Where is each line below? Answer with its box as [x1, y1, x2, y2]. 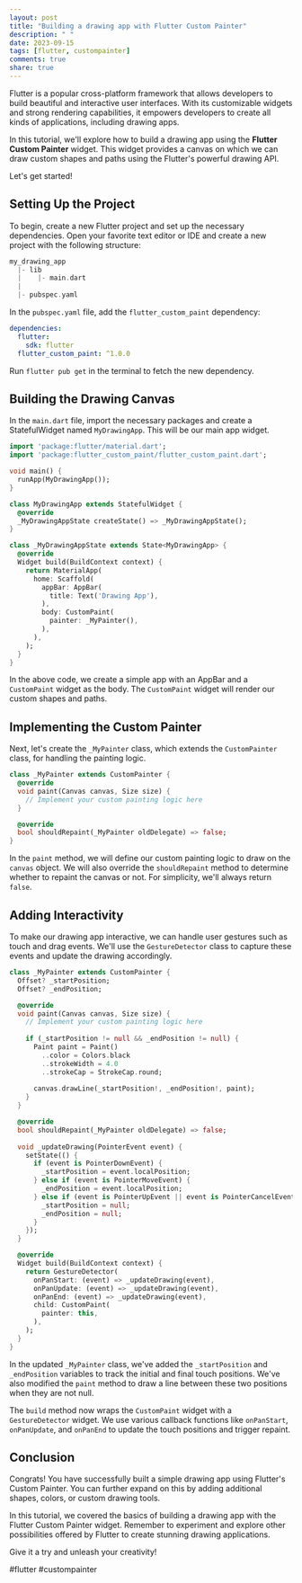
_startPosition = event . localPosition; [41, 1168, 191, 1177]
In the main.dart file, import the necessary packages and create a [9, 415, 253, 426]
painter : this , [41, 1309, 99, 1318]
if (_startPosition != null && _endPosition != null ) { [25, 1035, 240, 1044]
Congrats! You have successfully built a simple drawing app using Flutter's [9, 1473, 286, 1484]
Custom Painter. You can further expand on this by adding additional [9, 1483, 262, 1494]
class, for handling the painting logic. [9, 752, 147, 764]
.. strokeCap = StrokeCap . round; [41, 1067, 164, 1077]
